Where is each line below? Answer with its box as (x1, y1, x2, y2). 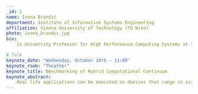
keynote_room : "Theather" (6, 63, 70, 69)
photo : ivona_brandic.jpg (6, 31, 70, 36)
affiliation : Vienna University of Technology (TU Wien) (6, 25, 149, 31)
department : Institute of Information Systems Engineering (6, 19, 154, 25)
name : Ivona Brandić (6, 14, 57, 20)
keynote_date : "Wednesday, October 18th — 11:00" (6, 57, 131, 63)
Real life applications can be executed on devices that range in (16, 79, 183, 85)
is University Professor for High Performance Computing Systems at (16, 42, 189, 48)
